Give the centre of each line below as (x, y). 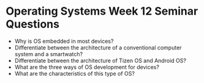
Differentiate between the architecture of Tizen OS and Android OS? (100, 60)
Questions (32, 24)
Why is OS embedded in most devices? (64, 41)
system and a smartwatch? (49, 54)
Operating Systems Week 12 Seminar (102, 11)
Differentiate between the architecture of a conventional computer (98, 48)
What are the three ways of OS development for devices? (87, 67)
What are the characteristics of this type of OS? (75, 73)
